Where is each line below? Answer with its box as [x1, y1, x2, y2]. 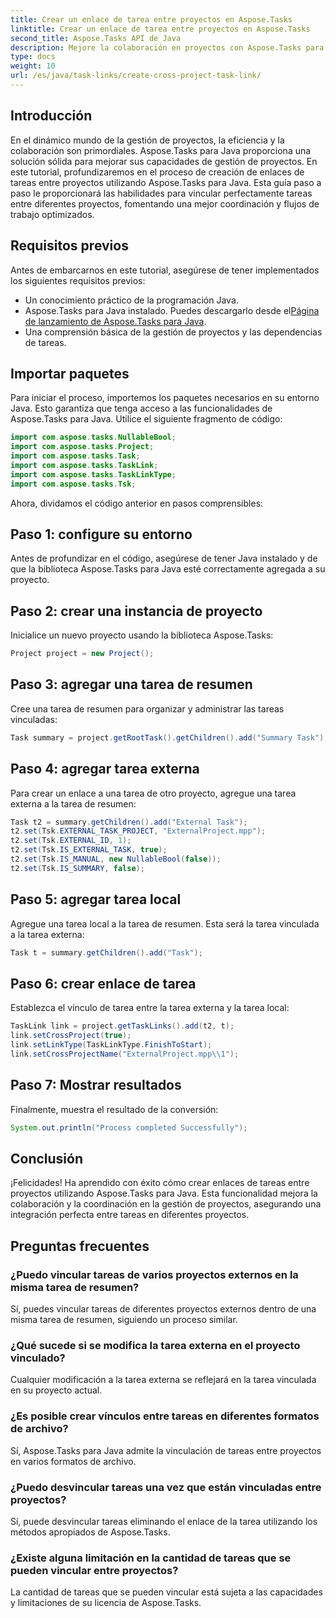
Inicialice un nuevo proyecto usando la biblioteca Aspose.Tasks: [10, 629, 274, 641]
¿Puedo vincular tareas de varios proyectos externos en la [10, 1267, 299, 1281]
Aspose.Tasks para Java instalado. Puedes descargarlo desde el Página [24, 304, 320, 316]
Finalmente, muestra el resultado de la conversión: [10, 1103, 219, 1115]
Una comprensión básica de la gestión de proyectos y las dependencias [24, 326, 323, 338]
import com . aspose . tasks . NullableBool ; [10, 432, 177, 443]
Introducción [10, 107, 93, 125]
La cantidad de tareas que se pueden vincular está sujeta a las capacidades [10, 1586, 323, 1598]
